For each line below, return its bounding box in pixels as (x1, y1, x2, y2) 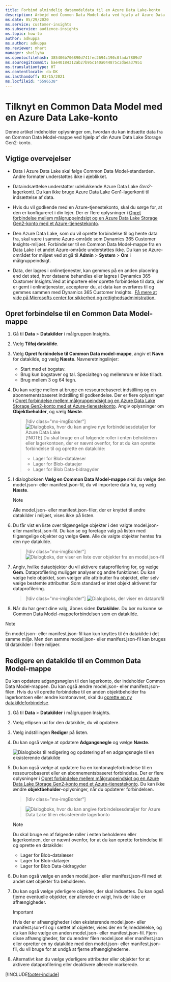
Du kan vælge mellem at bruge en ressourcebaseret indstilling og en (12, 387, 156, 393)
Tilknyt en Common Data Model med (5, 101, 163, 113)
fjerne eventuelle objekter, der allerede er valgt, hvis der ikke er (12, 894, 146, 900)
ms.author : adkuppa (5, 41, 47, 46)
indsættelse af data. (12, 194, 55, 200)
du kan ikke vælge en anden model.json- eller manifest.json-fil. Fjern (12, 930, 157, 936)
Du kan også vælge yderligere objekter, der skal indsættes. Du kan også (12, 888, 164, 895)
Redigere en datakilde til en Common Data (5, 656, 141, 665)
